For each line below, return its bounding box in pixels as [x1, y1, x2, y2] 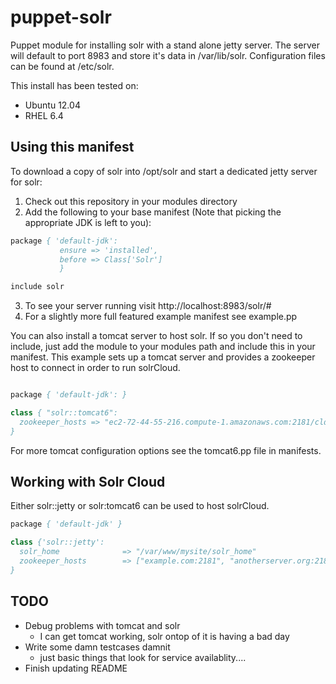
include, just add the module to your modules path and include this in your [10, 341, 316, 353]
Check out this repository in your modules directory [24, 195, 238, 207]
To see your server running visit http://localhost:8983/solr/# [24, 300, 272, 312]
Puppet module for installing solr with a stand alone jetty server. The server [10, 39, 320, 51]
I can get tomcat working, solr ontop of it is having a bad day [39, 630, 290, 642]
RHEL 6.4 [24, 109, 64, 121]
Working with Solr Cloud [10, 474, 166, 491]
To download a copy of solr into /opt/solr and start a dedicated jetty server [10, 165, 318, 177]
